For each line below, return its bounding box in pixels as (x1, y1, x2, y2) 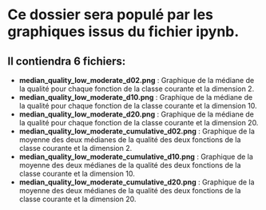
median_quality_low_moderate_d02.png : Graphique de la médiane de (18, 76, 255, 85)
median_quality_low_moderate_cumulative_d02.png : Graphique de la (18, 126, 255, 136)
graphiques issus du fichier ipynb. (7, 22, 240, 41)
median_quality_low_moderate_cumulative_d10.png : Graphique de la (18, 152, 253, 161)
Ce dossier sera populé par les (7, 6, 213, 24)
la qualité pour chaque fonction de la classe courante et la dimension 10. (18, 101, 257, 110)
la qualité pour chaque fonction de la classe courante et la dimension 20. (18, 118, 259, 127)
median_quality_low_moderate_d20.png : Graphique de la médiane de (18, 109, 255, 119)
